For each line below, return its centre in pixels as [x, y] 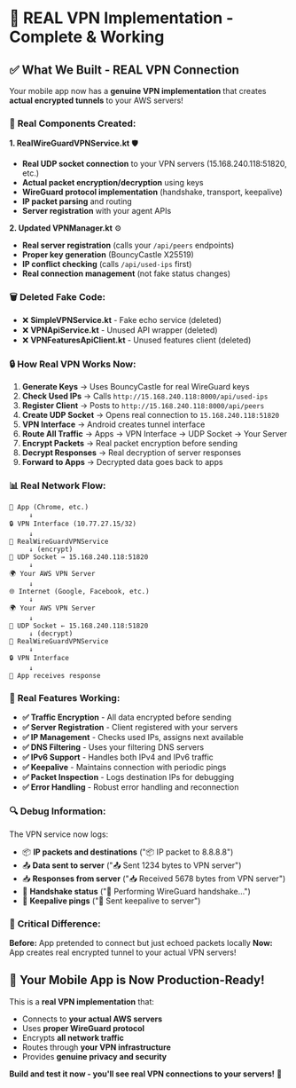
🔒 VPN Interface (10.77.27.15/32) [73, 524]
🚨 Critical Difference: [55, 924]
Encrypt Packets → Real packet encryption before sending [129, 443]
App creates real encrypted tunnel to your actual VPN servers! [123, 952]
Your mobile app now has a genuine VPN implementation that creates [138, 91]
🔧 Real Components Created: [73, 123]
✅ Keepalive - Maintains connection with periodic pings [124, 768]
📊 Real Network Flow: [58, 485]
